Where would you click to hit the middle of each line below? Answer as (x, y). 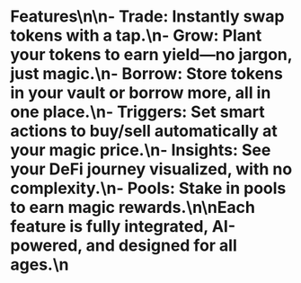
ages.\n (40, 265)
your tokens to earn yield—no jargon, (151, 55)
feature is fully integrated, (110, 227)
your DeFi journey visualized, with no (151, 169)
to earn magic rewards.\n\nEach (133, 208)
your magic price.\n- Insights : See (141, 150)
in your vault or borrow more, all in (141, 93)
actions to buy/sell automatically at (144, 131)
